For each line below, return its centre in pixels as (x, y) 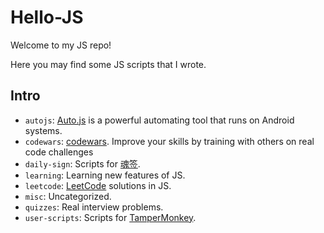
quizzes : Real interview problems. (94, 207)
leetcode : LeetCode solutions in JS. (98, 185)
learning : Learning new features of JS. (105, 175)
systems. (43, 130)
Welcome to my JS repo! (61, 45)
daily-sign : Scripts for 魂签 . (82, 163)
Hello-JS (47, 17)
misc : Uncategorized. (68, 196)
